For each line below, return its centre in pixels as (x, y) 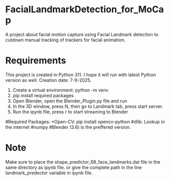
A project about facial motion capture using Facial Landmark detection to (82, 34)
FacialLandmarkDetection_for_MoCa (85, 9)
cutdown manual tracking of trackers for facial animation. (65, 40)
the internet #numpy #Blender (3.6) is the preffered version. (68, 127)
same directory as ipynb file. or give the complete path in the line (74, 167)
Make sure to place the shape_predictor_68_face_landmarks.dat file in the (83, 162)
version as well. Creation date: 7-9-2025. (48, 80)
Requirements (36, 61)
